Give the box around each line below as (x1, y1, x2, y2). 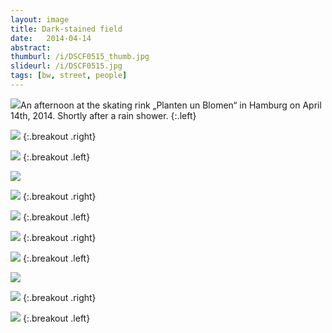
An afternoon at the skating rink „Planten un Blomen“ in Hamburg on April (20, 99, 322, 111)
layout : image (10, 14, 70, 25)
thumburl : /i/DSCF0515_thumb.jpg (10, 52, 150, 62)
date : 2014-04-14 (10, 33, 92, 43)
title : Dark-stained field (10, 24, 123, 34)
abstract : (10, 42, 52, 53)
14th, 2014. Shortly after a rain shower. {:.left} (10, 109, 197, 121)
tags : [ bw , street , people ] (10, 71, 128, 81)
